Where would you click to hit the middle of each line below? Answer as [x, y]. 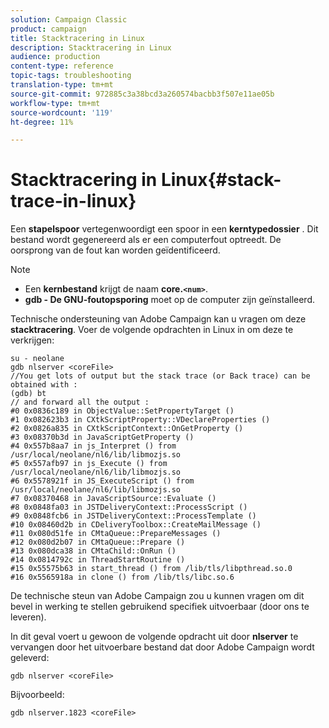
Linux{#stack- [221, 180]
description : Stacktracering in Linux [91, 47]
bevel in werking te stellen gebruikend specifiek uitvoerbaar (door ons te [160, 607]
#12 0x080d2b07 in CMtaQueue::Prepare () [98, 542]
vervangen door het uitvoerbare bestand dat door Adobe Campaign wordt [162, 647]
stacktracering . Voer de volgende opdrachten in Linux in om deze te [152, 330]
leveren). [28, 617]
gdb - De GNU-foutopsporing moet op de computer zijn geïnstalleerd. [169, 300]
